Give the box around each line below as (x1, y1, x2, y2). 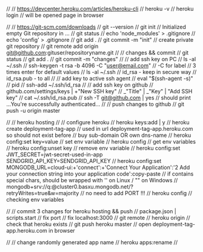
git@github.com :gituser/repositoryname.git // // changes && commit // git (6, 49, 189, 56)
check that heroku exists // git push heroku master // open (6, 220, 151, 228)
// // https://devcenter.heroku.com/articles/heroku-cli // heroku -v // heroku (6, 5, 194, 12)
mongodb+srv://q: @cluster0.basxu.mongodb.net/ (6, 183, 131, 190)
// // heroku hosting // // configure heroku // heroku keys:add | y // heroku (6, 119, 190, 126)
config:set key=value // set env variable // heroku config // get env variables (6, 138, 196, 145)
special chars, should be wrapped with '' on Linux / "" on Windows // (6, 177, 178, 184)
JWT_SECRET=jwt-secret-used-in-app (6, 151, 103, 158)
